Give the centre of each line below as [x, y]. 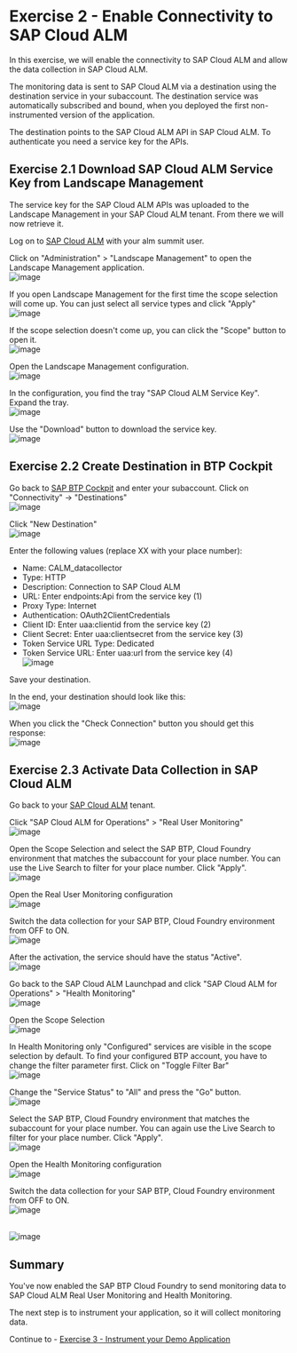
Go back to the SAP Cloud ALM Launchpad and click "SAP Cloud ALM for [143, 984]
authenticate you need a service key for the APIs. [99, 141]
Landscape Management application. [77, 267]
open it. [23, 339]
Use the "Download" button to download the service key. [113, 429]
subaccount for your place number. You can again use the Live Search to [142, 1128]
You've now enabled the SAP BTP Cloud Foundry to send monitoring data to [148, 1286]
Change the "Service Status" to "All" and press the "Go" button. [125, 1092]
